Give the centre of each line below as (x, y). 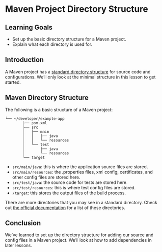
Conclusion (23, 223)
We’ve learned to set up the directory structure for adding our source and (79, 235)
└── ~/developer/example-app (35, 119)
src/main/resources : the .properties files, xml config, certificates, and (82, 172)
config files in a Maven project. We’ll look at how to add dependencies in (79, 240)
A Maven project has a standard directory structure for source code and (78, 72)
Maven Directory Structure (47, 98)
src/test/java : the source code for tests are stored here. (70, 182)
